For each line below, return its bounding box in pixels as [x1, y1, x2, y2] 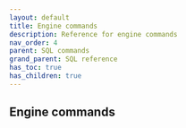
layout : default [9, 13, 70, 22]
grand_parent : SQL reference [9, 55, 118, 64]
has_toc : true [9, 64, 63, 73]
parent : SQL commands [9, 47, 90, 55]
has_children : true [9, 72, 82, 81]
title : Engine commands [9, 21, 98, 30]
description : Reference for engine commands [9, 30, 178, 38]
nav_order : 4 [9, 38, 58, 47]
